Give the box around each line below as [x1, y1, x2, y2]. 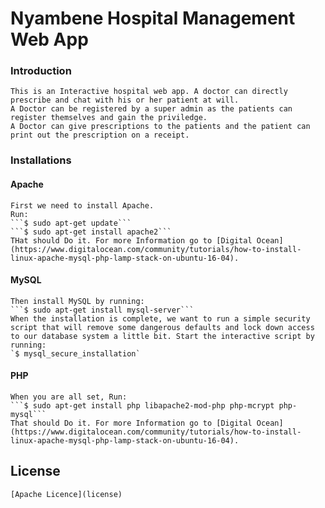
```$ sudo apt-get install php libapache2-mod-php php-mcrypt [10, 401, 275, 411]
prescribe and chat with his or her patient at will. [10, 95, 240, 106]
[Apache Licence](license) [10, 489, 123, 499]
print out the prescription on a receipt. [10, 130, 190, 141]
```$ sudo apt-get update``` [10, 218, 132, 228]
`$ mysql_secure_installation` [10, 348, 141, 359]
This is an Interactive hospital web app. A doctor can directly [10, 87, 288, 97]
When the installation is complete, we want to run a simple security [10, 313, 311, 324]
